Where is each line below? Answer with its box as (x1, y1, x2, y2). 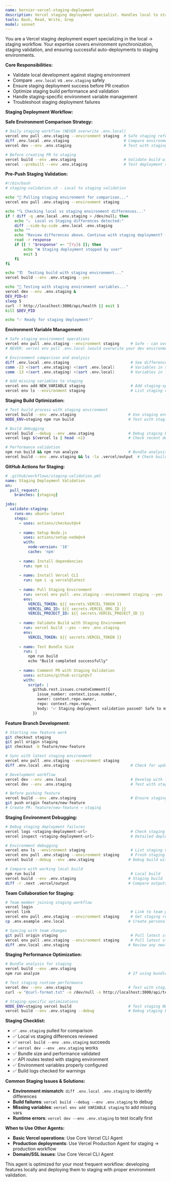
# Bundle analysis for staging (5, 962, 72, 967)
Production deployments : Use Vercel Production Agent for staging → (12, 1141, 159, 1147)
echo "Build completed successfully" (27, 658, 108, 664)
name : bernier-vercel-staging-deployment (5, 7, 95, 13)
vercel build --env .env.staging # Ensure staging (5, 795, 167, 801)
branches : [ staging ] (14, 492, 58, 497)
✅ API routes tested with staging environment (12, 1056, 108, 1062)
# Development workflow (5, 772, 56, 777)
